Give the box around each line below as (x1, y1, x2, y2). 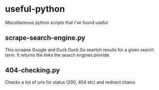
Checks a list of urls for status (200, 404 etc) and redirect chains (5, 79, 136, 85)
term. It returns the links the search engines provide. (5, 52, 111, 58)
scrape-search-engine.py (5, 34, 85, 42)
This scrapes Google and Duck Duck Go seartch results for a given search (5, 46, 155, 52)
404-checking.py (5, 66, 60, 74)
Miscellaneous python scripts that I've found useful (5, 20, 108, 25)
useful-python (5, 3, 65, 15)
